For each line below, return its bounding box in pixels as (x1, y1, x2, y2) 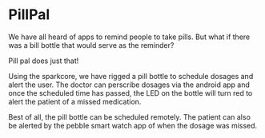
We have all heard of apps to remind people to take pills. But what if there (8, 32, 251, 41)
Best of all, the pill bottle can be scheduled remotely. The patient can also (8, 112, 251, 121)
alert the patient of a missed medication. (8, 97, 142, 106)
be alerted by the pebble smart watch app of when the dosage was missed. (8, 120, 258, 130)
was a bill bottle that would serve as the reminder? (8, 40, 175, 49)
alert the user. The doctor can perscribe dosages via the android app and (8, 80, 251, 89)
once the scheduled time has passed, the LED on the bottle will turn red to (8, 88, 253, 97)
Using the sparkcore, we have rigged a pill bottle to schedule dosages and (8, 71, 254, 81)
